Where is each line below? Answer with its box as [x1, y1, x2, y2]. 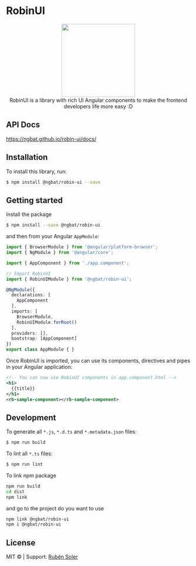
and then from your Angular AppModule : [6, 233, 99, 240]
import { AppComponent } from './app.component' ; [6, 260, 130, 266]
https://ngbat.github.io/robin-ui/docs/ [6, 135, 97, 142]
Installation [6, 152, 48, 162]
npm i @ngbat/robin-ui [6, 522, 61, 527]
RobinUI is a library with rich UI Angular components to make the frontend [9, 97, 187, 104]
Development [6, 413, 57, 423]
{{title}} [11, 385, 35, 392]
